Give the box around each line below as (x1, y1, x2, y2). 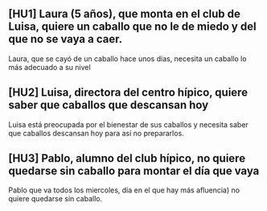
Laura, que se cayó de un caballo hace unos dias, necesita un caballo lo (8, 53, 247, 64)
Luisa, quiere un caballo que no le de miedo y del (8, 20, 257, 34)
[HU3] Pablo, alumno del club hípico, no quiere (8, 151, 246, 165)
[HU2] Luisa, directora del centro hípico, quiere (8, 85, 248, 100)
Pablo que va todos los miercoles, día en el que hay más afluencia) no (8, 185, 240, 195)
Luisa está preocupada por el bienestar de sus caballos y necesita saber (8, 119, 249, 129)
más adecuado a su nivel (8, 62, 91, 72)
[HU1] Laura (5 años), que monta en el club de (8, 7, 241, 21)
